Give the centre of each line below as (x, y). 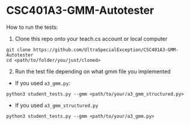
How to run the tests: (32, 27)
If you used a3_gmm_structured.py (57, 105)
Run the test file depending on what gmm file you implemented (93, 71)
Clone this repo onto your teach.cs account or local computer (91, 38)
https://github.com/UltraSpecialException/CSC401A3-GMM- (106, 50)
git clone (19, 50)
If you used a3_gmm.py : (42, 83)
